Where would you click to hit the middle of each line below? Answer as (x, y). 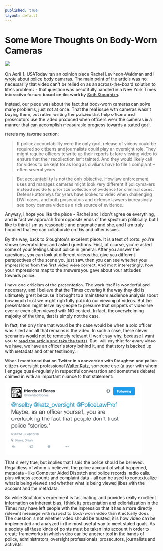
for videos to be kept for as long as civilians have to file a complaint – (86, 164)
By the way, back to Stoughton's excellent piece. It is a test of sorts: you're (80, 239)
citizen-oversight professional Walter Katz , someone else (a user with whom (81, 366)
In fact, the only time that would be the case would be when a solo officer (78, 325)
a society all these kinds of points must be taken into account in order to (77, 529)
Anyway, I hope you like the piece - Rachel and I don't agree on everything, (80, 214)
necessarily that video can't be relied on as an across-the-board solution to (81, 84)
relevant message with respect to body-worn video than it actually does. (77, 513)
